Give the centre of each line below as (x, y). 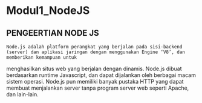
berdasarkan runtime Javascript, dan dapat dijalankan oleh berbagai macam (101, 75)
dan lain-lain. (22, 94)
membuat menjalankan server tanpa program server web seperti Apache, (98, 88)
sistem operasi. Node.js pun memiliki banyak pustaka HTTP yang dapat (95, 81)
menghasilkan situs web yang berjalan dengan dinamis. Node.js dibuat (94, 68)
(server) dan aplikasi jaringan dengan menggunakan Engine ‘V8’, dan (96, 52)
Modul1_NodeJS (48, 11)
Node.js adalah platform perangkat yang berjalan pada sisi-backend (94, 47)
